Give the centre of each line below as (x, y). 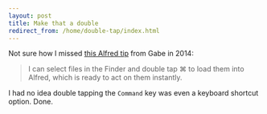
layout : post (30, 16)
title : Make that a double (53, 23)
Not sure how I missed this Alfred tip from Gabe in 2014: (101, 54)
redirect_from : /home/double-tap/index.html (84, 31)
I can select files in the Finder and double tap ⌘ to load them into (136, 69)
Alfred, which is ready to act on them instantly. (105, 78)
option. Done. (31, 102)
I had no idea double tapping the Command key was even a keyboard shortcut (133, 93)
